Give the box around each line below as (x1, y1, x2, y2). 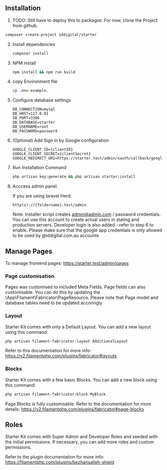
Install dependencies (12, 41, 56, 47)
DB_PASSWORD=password (12, 129, 57, 134)
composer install (12, 51, 49, 56)
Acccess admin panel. (12, 183, 58, 189)
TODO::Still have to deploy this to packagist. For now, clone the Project (12, 17, 158, 23)
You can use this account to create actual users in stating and (12, 217, 140, 223)
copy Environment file (12, 78, 58, 84)
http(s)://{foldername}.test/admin (12, 203, 87, 208)
